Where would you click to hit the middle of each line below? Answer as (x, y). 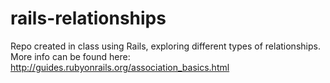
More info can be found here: (70, 56)
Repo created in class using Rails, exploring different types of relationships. (165, 46)
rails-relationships (88, 18)
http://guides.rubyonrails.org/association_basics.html (120, 67)
